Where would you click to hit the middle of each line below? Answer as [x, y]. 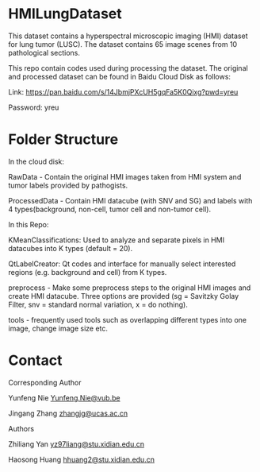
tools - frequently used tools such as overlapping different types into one [128, 319]
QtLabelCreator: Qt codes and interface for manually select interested [122, 264]
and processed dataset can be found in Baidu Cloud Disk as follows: [120, 76]
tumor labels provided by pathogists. [68, 185]
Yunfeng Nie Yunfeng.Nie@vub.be [64, 397]
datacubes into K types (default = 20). [71, 248]
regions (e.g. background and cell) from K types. [88, 272]
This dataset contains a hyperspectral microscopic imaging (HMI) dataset [128, 36]
